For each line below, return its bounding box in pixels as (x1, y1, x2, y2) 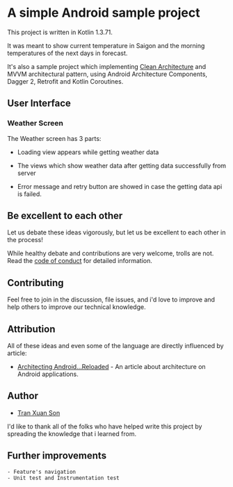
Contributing (7, 277, 64, 289)
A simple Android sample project (7, 5, 200, 21)
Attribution (7, 323, 56, 335)
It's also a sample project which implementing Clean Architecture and (7, 62, 207, 70)
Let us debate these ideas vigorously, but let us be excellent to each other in (7, 228, 226, 237)
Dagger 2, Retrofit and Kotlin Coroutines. (7, 77, 124, 85)
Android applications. (17, 370, 79, 378)
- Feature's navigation (7, 468, 77, 475)
